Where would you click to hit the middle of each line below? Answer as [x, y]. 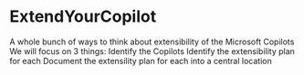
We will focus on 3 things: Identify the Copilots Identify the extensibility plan [152, 51]
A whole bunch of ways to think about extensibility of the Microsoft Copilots [152, 42]
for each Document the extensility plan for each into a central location [141, 61]
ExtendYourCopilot [83, 17]
